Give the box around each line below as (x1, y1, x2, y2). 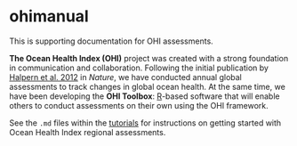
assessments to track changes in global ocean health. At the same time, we (9, 81, 286, 92)
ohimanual (9, 6, 89, 27)
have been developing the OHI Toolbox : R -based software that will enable (9, 91, 280, 101)
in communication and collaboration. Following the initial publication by (9, 62, 269, 73)
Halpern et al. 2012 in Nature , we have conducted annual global (9, 71, 243, 82)
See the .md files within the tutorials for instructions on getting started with (9, 118, 282, 128)
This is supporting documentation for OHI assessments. (9, 36, 213, 46)
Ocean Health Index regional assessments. (9, 126, 166, 137)
